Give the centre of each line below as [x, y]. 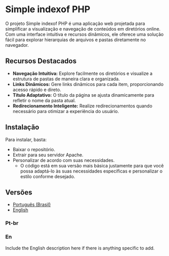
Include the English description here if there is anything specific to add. [80, 248]
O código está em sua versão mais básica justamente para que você [92, 165]
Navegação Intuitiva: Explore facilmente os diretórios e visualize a [82, 73]
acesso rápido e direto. [37, 90]
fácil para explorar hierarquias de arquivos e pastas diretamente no [76, 40]
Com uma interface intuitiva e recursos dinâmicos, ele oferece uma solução [84, 34]
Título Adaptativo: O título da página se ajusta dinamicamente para [83, 95]
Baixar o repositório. [34, 149]
